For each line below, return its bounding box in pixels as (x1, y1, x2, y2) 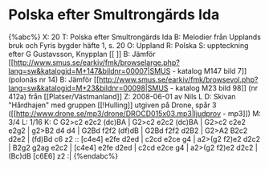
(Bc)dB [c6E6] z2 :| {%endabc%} (8, 151, 119, 161)
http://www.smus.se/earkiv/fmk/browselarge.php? (13, 58, 181, 67)
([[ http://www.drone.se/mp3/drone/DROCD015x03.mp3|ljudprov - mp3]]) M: (8, 108, 261, 118)
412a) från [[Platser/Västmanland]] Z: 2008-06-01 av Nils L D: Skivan (8, 91, 236, 101)
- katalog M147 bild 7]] (172, 66, 247, 75)
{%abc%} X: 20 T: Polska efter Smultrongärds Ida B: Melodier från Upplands (8, 32, 261, 42)
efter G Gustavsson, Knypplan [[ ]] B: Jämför (8, 49, 156, 58)
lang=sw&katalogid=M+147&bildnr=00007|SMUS (8, 66, 171, 75)
